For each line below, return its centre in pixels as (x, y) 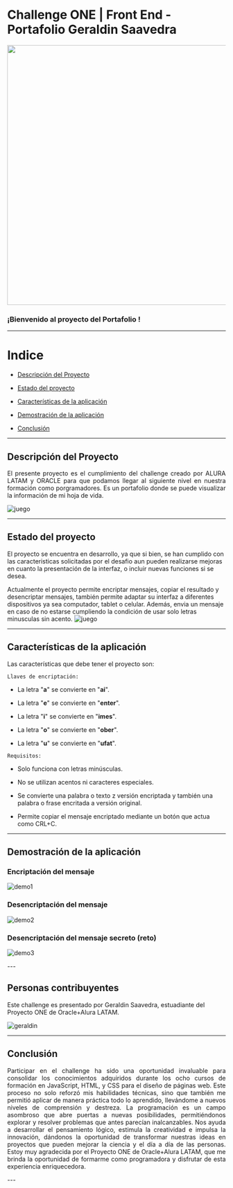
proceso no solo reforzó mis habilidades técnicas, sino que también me (116, 1092)
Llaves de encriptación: (43, 676)
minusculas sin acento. (40, 619)
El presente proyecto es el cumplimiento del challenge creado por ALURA (116, 473)
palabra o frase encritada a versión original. (79, 803)
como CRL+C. (37, 823)
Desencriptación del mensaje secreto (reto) (82, 938)
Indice (25, 355)
